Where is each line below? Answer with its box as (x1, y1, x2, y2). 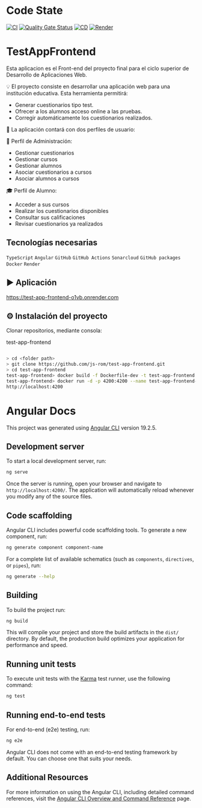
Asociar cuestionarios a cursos (14, 168, 92, 176)
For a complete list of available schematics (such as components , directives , (6, 555, 194, 562)
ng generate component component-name (6, 544, 103, 550)
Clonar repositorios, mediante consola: (6, 327, 102, 334)
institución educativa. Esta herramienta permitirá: (6, 89, 128, 97)
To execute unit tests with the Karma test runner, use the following (6, 675, 170, 682)
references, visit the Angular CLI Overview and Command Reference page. (6, 795, 191, 802)
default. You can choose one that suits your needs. (6, 755, 132, 762)
